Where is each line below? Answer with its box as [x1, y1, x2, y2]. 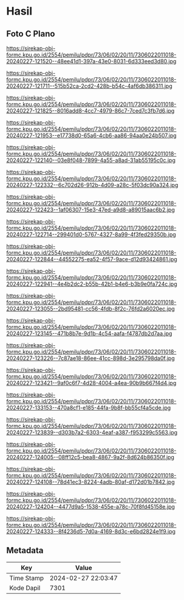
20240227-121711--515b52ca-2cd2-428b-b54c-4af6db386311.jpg [6, 82, 173, 90]
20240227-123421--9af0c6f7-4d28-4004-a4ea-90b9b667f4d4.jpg [6, 379, 177, 386]
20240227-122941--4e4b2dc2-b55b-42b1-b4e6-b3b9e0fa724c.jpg [6, 280, 177, 288]
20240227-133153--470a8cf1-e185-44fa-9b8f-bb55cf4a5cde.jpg [6, 404, 171, 411]
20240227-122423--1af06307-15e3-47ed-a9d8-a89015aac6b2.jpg [6, 206, 175, 213]
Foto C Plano [6, 29, 55, 39]
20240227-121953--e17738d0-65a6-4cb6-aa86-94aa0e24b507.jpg [6, 132, 177, 139]
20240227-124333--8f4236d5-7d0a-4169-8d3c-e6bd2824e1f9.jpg [6, 528, 176, 535]
